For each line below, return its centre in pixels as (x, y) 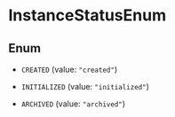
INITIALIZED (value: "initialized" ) (85, 86)
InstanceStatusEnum (87, 16)
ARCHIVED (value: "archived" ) (73, 104)
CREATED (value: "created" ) (69, 69)
